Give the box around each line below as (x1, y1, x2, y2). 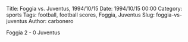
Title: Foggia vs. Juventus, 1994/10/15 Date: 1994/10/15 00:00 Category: (6, 5, 183, 12)
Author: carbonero (28, 18, 74, 24)
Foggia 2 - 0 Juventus (6, 29, 61, 36)
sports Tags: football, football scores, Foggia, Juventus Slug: (6, 11, 155, 18)
